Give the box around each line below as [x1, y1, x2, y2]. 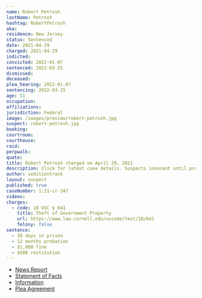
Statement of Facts [14, 272, 63, 280]
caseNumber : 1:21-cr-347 [6, 188, 69, 194]
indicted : [6, 54, 31, 60]
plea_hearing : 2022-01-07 [6, 82, 71, 88]
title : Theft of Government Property [17, 210, 112, 217]
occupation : [6, 98, 36, 104]
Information [14, 279, 44, 286]
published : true [6, 182, 47, 188]
